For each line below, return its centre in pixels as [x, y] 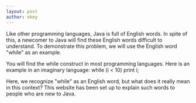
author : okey [22, 17]
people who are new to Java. [41, 94]
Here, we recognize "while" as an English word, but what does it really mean [98, 81]
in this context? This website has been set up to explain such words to [91, 87]
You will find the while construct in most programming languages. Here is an [98, 63]
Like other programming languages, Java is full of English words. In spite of [97, 33]
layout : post [22, 11]
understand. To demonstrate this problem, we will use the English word [92, 46]
